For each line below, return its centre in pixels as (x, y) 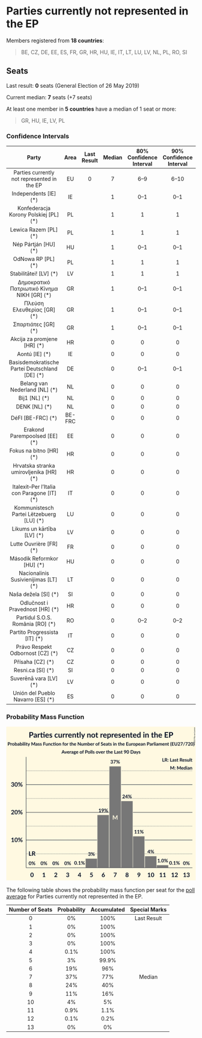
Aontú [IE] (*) (34, 354)
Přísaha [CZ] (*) (34, 662)
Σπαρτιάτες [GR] (34, 324)
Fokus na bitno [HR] (34, 451)
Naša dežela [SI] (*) (34, 594)
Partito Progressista (34, 632)
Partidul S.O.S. (34, 617)
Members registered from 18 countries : (55, 40)
